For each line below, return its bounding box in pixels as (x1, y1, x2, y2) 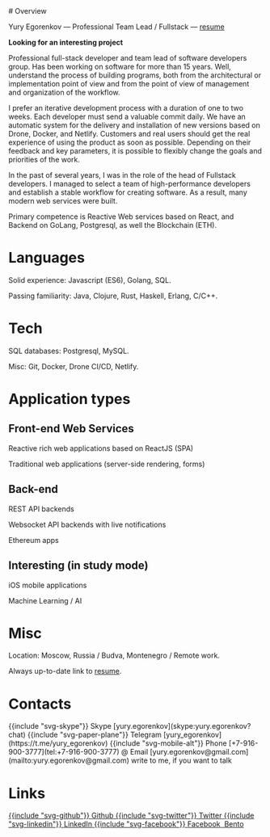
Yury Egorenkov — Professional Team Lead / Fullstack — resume (8, 22, 225, 32)
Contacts (8, 695, 72, 713)
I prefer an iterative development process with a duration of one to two (8, 103, 244, 112)
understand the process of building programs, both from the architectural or (8, 70, 262, 80)
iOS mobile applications (8, 580, 87, 590)
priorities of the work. (8, 155, 81, 164)
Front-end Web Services (8, 422, 135, 435)
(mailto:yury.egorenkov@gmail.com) (8, 755, 129, 765)
